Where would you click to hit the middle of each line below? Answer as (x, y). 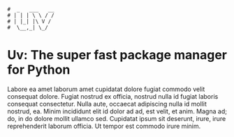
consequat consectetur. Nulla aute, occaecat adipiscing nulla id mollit (107, 104)
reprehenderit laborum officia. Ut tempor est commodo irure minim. (104, 126)
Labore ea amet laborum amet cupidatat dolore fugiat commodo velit (106, 89)
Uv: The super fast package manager (117, 55)
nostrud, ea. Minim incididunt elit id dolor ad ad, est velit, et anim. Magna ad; (117, 111)
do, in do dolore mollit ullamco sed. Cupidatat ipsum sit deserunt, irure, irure (117, 118)
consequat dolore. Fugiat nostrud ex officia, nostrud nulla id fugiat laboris (113, 96)
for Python (39, 70)
